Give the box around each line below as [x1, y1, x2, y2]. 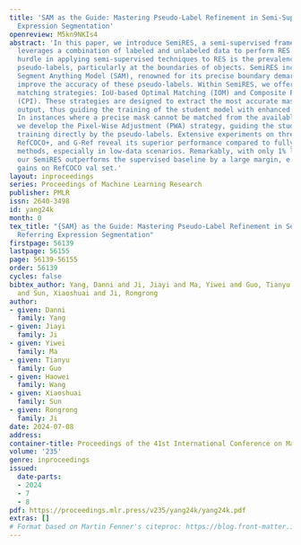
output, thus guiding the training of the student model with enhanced [17, 105, 291, 114]
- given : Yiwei [9, 338, 66, 347]
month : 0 [9, 213, 42, 223]
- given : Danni [9, 305, 66, 314]
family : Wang [17, 381, 66, 390]
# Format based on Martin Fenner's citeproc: [9, 523, 182, 532]
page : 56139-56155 [9, 255, 78, 265]
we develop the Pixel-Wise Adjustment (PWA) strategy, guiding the [17, 122, 275, 131]
